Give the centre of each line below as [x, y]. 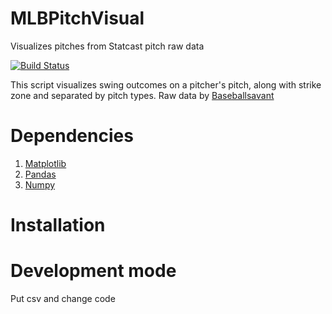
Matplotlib [45, 163]
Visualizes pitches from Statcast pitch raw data [107, 46]
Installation [58, 225]
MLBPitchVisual [77, 18]
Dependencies [72, 136]
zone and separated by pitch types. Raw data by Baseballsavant [142, 95]
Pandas [40, 174]
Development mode [93, 271]
